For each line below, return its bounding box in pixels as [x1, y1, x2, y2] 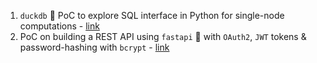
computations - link [19, 20, 100, 32]
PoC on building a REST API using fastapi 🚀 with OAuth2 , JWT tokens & [19, 31, 307, 42]
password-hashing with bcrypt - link [19, 41, 170, 53]
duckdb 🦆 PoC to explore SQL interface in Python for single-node [19, 10, 285, 21]
